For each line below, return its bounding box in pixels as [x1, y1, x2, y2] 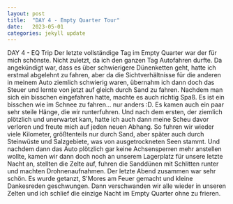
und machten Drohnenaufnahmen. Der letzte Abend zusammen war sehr [7, 167, 216, 175]
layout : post [7, 10, 45, 17]
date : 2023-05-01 [7, 23, 64, 30]
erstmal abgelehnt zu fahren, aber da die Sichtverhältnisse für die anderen [7, 71, 222, 79]
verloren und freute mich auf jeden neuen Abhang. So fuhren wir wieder [7, 123, 215, 131]
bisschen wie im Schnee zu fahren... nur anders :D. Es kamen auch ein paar [7, 100, 225, 109]
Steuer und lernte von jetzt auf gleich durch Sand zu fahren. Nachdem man [7, 86, 223, 94]
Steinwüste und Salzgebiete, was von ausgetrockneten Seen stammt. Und [7, 137, 220, 146]
